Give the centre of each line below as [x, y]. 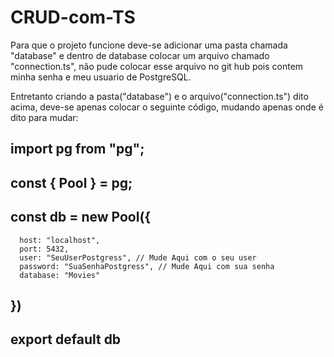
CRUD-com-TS [73, 17]
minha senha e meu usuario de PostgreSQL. [101, 77]
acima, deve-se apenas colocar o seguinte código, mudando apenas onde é [167, 107]
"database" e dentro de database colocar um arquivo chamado [140, 55]
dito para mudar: [44, 117]
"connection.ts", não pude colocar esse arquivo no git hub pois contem [157, 66]
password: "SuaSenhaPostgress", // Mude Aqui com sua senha [147, 266]
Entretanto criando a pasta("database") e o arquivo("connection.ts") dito [159, 96]
